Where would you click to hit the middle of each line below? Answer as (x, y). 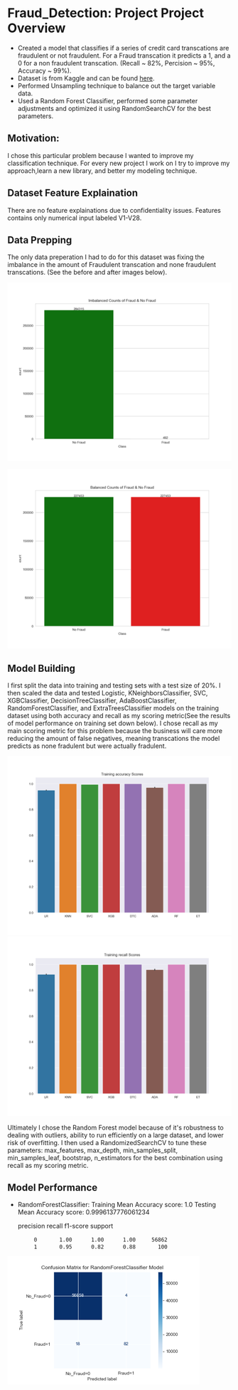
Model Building (42, 668)
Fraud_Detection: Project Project (106, 13)
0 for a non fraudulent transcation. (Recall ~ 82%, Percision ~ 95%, (116, 63)
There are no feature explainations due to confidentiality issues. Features (114, 210)
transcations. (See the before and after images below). (87, 273)
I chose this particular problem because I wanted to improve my (101, 155)
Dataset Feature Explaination (73, 193)
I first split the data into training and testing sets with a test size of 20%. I (114, 685)
